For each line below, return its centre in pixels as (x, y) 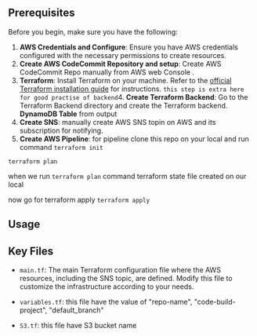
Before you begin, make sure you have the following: (93, 31)
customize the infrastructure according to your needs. (107, 287)
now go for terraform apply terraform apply (79, 199)
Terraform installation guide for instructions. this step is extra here (132, 89)
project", (33, 310)
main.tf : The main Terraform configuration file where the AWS (120, 270)
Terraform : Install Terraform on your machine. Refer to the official (125, 80)
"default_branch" (76, 310)
